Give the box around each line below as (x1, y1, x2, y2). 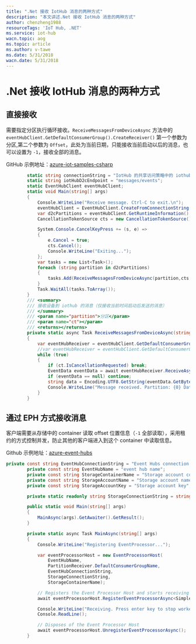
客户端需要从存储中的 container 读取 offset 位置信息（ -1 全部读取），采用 (6, 430, 181, 437)
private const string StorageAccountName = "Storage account (27, 477, 179, 483)
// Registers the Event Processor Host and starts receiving (37, 590, 190, 596)
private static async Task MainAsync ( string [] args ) (27, 530, 158, 536)
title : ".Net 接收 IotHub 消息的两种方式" (6, 8, 103, 15)
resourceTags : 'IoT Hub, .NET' (6, 25, 82, 31)
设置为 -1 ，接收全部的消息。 (16, 148, 85, 155)
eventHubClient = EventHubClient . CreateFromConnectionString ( (37, 205, 192, 211)
